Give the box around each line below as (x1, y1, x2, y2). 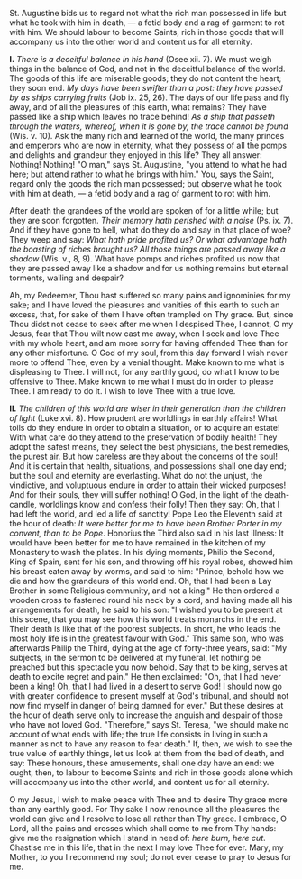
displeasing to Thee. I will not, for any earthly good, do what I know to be (9, 367, 280, 377)
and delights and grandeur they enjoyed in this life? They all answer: (9, 150, 263, 160)
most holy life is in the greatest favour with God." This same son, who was (9, 633, 284, 644)
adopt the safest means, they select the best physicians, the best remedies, (9, 442, 290, 452)
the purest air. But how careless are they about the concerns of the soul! (9, 451, 278, 462)
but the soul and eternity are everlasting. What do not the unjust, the (9, 471, 263, 481)
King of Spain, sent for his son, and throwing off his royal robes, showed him (9, 556, 294, 567)
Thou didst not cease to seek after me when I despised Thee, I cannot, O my (9, 319, 294, 329)
